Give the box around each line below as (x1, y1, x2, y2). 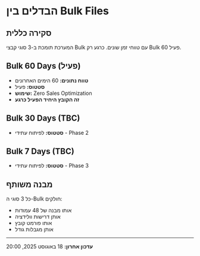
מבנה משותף (6, 179, 53, 189)
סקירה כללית (6, 28, 52, 38)
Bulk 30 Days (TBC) (6, 113, 80, 124)
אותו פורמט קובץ (14, 220, 52, 227)
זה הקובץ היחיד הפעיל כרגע (14, 95, 80, 103)
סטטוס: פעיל (14, 83, 45, 90)
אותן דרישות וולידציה (14, 213, 61, 220)
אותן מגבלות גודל (14, 226, 54, 233)
